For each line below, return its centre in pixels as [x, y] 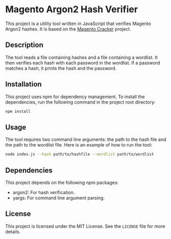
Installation [23, 85]
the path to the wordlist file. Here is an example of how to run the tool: [79, 145]
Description [24, 45]
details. [13, 231]
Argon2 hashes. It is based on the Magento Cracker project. [68, 29]
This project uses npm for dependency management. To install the [75, 97]
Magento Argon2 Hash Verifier [72, 9]
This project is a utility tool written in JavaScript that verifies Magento [78, 23]
